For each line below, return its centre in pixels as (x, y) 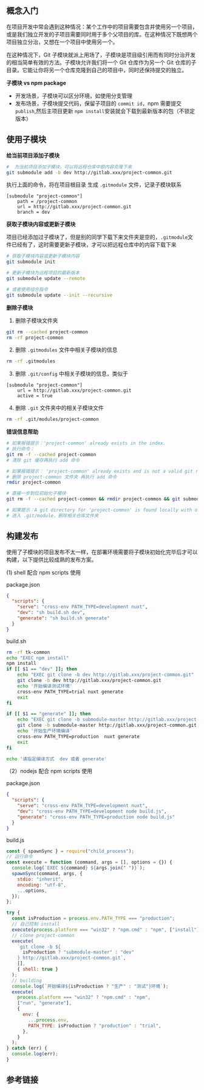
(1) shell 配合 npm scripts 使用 (43, 572)
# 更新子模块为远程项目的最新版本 (43, 273)
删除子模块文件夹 (36, 320)
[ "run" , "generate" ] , (44, 1003)
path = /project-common (47, 202)
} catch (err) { (27, 1048)
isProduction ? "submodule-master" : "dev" (78, 952)
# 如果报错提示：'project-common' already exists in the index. (86, 443)
